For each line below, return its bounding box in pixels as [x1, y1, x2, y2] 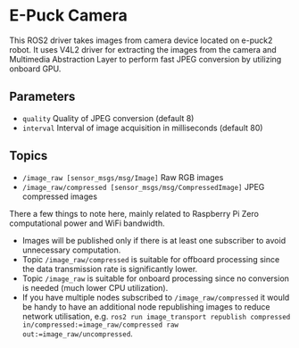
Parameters [9, 89, 76, 104]
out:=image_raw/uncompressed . [21, 327, 134, 339]
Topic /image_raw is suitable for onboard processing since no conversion [21, 273, 290, 284]
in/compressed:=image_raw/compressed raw [21, 320, 179, 329]
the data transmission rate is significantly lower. [21, 263, 198, 274]
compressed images [21, 191, 98, 202]
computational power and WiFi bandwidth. [9, 218, 165, 228]
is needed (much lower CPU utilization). [21, 282, 169, 293]
